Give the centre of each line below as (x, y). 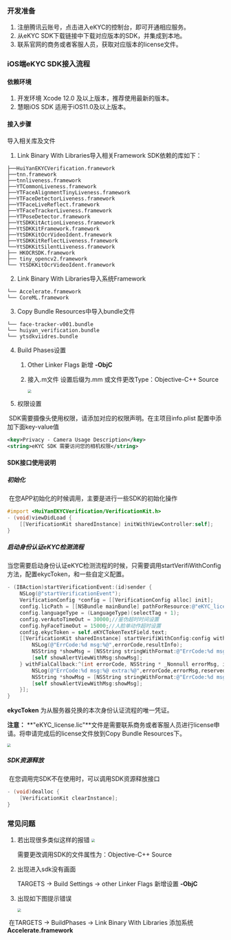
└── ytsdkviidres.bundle (43, 336)
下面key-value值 (36, 427)
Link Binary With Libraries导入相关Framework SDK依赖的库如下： (109, 155)
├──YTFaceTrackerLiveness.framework (59, 211)
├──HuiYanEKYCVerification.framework (61, 168)
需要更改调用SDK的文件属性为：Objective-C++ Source (94, 855)
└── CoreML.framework (38, 298)
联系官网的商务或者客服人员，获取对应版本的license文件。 (99, 44)
